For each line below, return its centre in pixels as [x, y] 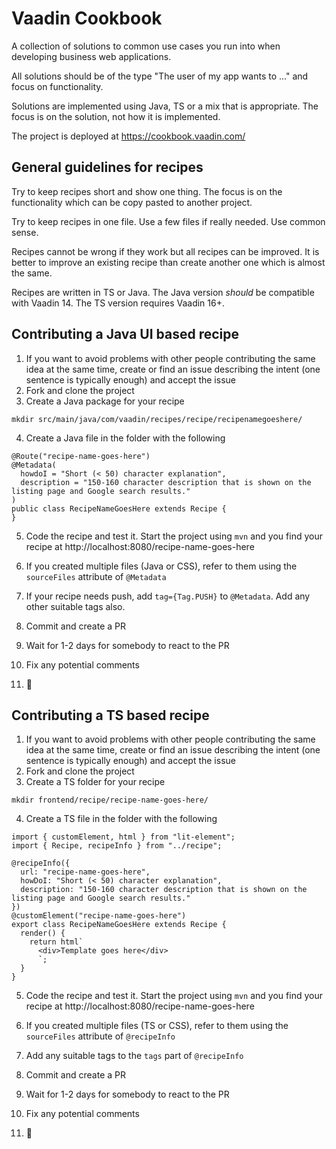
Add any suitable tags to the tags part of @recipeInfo [134, 1056]
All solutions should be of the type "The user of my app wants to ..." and [160, 76]
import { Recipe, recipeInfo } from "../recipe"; [117, 846]
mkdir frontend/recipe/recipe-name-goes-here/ [110, 800]
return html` [56, 942]
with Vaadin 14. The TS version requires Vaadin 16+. [118, 303]
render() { [43, 933]
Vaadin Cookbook [87, 18]
